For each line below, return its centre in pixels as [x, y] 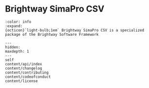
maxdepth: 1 [17, 51]
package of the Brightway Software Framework [52, 34]
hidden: [13, 47]
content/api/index [24, 64]
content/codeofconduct [28, 77]
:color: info [18, 22]
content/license [21, 81]
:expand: [14, 26]
